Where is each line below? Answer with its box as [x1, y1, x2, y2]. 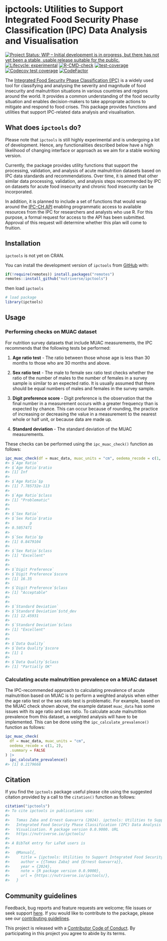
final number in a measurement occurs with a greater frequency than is [12, 400, 158, 406]
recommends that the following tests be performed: [5, 345, 111, 351]
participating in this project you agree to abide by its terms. [5, 930, 126, 936]
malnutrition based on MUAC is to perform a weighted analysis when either [5, 692, 159, 698]
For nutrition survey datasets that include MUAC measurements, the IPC [5, 340, 153, 346]
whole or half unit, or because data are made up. [12, 416, 112, 422]
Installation [5, 239, 41, 248]
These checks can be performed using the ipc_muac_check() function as [5, 441, 153, 447]
